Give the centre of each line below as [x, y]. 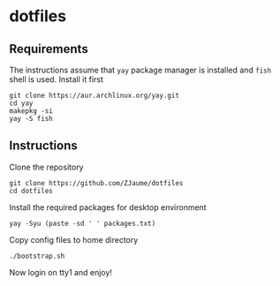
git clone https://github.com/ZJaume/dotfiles [96, 183]
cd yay [21, 103]
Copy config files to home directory [74, 239]
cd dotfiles [31, 191]
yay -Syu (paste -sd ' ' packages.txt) [83, 223]
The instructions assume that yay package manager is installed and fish [140, 70]
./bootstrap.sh [37, 256]
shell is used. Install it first [57, 79]
